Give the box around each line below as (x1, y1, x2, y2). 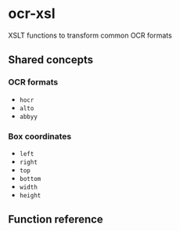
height (19, 191, 41, 200)
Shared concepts (8, 53, 94, 67)
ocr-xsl (8, 5, 56, 23)
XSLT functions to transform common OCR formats (8, 31, 172, 40)
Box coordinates (8, 131, 72, 142)
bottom (19, 175, 41, 182)
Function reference (8, 213, 103, 226)
